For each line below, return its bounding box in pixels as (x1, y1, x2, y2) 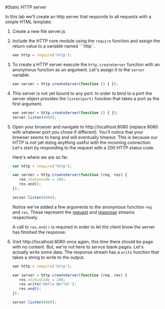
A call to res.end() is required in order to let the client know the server (12, 224, 155, 230)
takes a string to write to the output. (12, 254, 85, 260)
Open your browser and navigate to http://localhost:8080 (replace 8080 (12, 124, 159, 130)
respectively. (12, 214, 38, 220)
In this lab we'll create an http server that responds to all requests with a (5, 14, 152, 19)
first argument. (12, 101, 43, 107)
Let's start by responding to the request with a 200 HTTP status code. (12, 144, 155, 150)
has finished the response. (12, 229, 66, 235)
